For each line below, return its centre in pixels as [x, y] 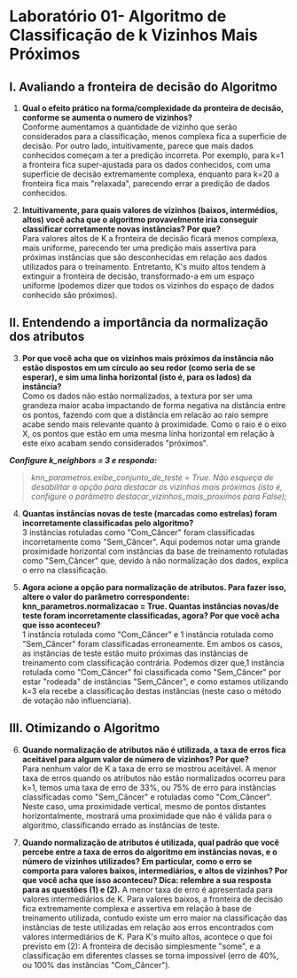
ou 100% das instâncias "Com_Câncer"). [96, 965]
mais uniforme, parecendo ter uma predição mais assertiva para [139, 248]
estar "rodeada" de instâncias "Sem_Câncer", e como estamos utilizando [155, 682]
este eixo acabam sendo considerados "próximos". [115, 443]
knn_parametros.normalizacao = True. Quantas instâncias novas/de [150, 606]
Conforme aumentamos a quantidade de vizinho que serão [129, 127]
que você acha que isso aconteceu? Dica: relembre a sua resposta [147, 879]
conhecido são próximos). [70, 295]
